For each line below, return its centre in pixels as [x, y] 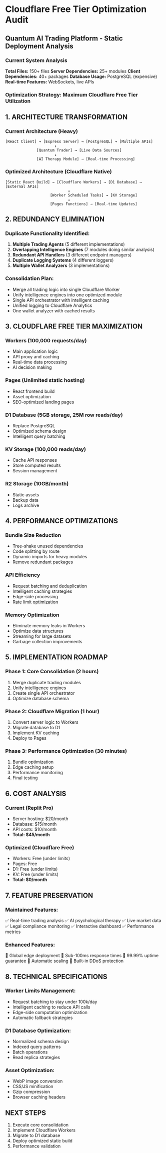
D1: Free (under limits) [35, 869]
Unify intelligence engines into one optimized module [67, 295]
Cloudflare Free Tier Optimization [76, 9]
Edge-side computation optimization [50, 1012]
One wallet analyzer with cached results [53, 310]
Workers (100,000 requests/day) [46, 341]
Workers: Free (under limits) [41, 859]
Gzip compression [31, 1092]
